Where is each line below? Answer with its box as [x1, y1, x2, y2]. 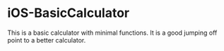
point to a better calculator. [7, 35, 86, 44]
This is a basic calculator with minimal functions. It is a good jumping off [7, 28, 218, 37]
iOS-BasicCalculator [7, 5, 129, 21]
